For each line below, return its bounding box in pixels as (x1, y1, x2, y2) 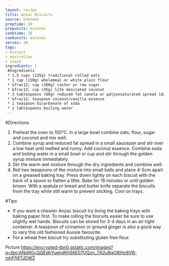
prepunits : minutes (5, 26, 46, 31)
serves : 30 (5, 40, 28, 45)
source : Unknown (5, 17, 39, 22)
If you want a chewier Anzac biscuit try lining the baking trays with (12, 208, 151, 214)
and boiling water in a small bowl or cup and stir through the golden (12, 151, 152, 157)
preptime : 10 (5, 21, 33, 27)
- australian (5, 54, 33, 59)
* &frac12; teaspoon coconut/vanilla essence (7, 96, 105, 101)
